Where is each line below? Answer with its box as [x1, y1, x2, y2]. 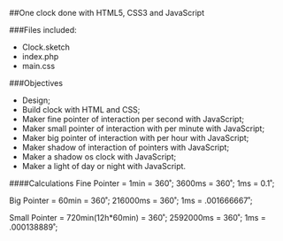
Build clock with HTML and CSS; [21, 105, 141, 114]
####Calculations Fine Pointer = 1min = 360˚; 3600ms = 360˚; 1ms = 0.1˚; [9, 178, 275, 189]
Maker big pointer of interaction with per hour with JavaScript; [21, 133, 249, 143]
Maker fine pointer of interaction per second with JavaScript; [21, 114, 245, 124]
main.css [21, 61, 56, 71]
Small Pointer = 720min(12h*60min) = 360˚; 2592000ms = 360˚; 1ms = [9, 213, 267, 222]
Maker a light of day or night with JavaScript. [21, 161, 187, 171]
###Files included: [9, 25, 77, 35]
